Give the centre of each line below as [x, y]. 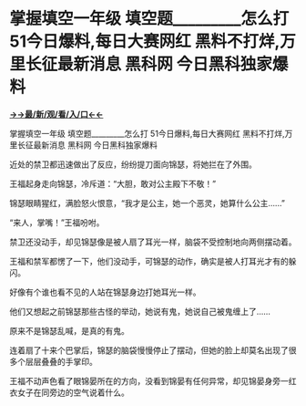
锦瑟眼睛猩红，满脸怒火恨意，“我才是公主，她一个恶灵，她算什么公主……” [147, 203]
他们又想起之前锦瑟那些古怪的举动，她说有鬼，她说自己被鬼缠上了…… [140, 311]
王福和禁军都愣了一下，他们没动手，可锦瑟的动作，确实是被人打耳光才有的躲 [153, 261]
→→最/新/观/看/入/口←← [56, 114]
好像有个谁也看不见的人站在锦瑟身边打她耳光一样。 [105, 292]
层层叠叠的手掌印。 [61, 361]
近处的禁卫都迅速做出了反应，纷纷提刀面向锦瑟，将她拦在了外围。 [133, 164]
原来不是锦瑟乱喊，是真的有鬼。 [69, 330]
